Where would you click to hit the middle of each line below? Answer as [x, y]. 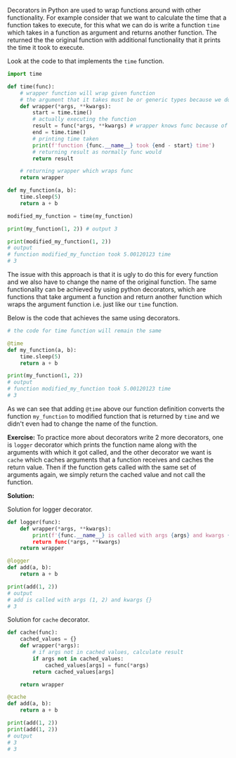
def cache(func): [33, 633]
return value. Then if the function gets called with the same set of [102, 467]
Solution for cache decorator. [48, 620]
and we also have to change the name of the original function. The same [112, 282]
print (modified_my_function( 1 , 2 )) [59, 242]
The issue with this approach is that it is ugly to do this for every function [113, 274]
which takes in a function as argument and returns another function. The [112, 32]
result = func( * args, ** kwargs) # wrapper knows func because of [130, 126]
